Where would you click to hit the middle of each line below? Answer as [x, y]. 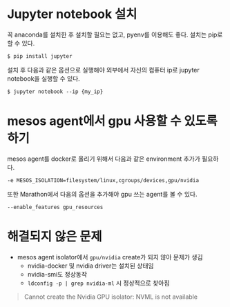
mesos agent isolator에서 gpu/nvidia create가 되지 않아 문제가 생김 [110, 257]
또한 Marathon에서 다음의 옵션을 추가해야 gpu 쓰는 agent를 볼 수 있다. [102, 194]
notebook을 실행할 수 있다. [44, 78]
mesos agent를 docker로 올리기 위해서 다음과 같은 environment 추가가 [104, 159]
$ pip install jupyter [40, 56]
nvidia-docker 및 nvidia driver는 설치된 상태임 [90, 266]
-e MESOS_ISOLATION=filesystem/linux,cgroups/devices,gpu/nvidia [103, 180]
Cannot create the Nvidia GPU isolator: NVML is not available [111, 297]
